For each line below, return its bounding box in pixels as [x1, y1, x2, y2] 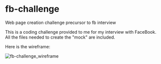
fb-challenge [5, 3, 60, 15]
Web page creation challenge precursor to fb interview [5, 20, 116, 25]
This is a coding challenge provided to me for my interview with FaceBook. [5, 29, 157, 35]
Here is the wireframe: [5, 43, 51, 49]
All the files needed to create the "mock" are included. [5, 34, 116, 40]
